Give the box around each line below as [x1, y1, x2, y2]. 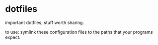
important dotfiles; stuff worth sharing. [5, 20, 84, 25]
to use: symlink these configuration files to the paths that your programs [5, 29, 153, 35]
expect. [5, 34, 21, 40]
